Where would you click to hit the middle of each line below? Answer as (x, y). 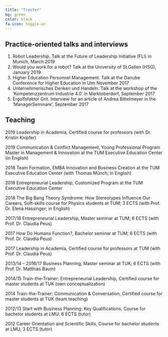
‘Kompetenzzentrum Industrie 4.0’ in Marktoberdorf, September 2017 (84, 94)
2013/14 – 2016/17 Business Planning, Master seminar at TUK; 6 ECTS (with (83, 263)
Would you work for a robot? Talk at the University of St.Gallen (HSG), (84, 67)
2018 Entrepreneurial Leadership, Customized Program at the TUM (74, 183)
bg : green (16, 15)
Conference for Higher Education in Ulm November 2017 (71, 83)
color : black (19, 19)
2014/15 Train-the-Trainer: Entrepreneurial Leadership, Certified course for (82, 278)
